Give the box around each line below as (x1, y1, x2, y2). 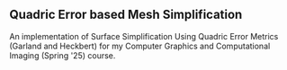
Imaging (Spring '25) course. (9, 49, 116, 61)
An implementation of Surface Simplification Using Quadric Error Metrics (9, 31, 279, 41)
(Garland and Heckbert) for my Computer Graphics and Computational (9, 40, 271, 51)
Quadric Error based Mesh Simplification (9, 7, 243, 22)
